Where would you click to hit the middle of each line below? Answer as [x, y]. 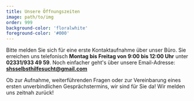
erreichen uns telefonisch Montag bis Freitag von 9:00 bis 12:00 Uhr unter [97, 56]
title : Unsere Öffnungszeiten [43, 11]
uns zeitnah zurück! [30, 93]
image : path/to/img [30, 17]
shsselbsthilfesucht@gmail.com [47, 69]
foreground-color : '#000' [38, 33]
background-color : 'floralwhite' [47, 28]
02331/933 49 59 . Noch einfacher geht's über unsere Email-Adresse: [91, 63]
